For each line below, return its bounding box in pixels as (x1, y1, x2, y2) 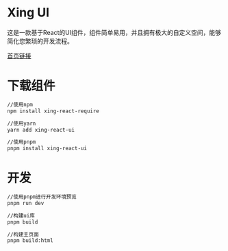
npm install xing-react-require (7, 108, 99, 115)
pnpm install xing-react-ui (7, 145, 88, 152)
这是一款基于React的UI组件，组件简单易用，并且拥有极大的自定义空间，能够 (7, 28, 221, 36)
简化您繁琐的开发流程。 (7, 36, 73, 45)
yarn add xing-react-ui (7, 126, 75, 133)
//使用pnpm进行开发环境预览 (7, 193, 77, 200)
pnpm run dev (7, 200, 45, 206)
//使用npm (7, 101, 33, 108)
